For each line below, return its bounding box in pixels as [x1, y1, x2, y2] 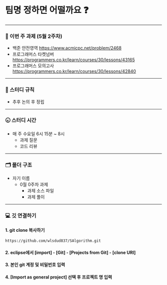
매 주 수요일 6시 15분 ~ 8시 [12, 130, 65, 137]
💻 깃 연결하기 [5, 212, 36, 219]
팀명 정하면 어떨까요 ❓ [5, 4, 89, 16]
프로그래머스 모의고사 [12, 63, 54, 69]
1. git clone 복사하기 [5, 227, 45, 233]
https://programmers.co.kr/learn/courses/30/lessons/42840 [12, 68, 136, 75]
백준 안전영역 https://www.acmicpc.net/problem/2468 [12, 45, 122, 51]
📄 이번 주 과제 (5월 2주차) [5, 33, 63, 40]
